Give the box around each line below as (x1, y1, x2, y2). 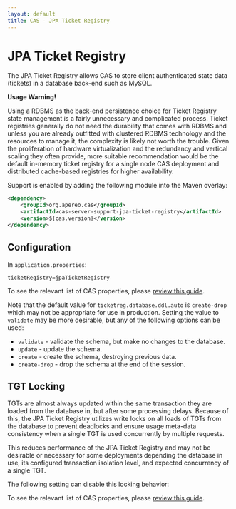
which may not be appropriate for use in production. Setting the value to (7, 308, 220, 316)
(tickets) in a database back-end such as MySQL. (7, 79, 153, 88)
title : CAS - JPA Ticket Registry (7, 17, 111, 24)
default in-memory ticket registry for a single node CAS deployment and (7, 160, 220, 168)
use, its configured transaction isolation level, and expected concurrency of (7, 458, 230, 468)
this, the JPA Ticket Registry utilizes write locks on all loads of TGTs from (7, 415, 222, 423)
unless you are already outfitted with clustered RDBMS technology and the (7, 129, 227, 138)
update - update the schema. (17, 344, 102, 353)
